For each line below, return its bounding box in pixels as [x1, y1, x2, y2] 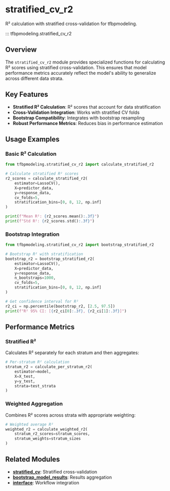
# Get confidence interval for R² [5, 299, 79, 304]
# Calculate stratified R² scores [5, 171, 79, 176]
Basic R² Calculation [5, 150, 57, 157]
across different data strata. [5, 75, 64, 81]
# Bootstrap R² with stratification [5, 252, 83, 257]
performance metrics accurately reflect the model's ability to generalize [5, 70, 157, 76]
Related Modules [5, 455, 60, 464]
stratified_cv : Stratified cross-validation [12, 468, 98, 475]
